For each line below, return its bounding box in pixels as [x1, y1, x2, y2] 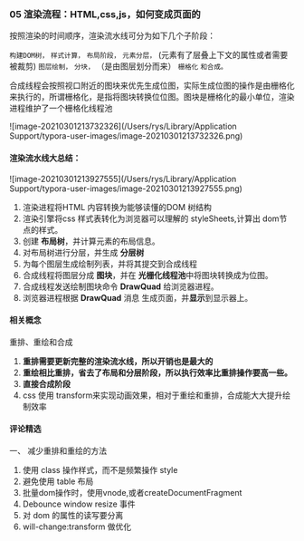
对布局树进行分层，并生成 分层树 [22, 246, 145, 257]
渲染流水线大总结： [9, 152, 81, 163]
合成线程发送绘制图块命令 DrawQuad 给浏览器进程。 [22, 281, 219, 292]
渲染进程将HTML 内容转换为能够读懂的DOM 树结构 [22, 201, 213, 212]
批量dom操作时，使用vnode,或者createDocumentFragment [22, 487, 242, 498]
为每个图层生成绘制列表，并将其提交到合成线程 [22, 258, 197, 269]
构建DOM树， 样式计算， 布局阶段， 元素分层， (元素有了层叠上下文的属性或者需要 [9, 50, 289, 61]
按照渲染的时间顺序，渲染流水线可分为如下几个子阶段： [9, 30, 215, 42]
